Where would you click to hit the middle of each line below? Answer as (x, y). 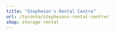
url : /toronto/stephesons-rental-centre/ (58, 17)
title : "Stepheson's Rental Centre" (51, 11)
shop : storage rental (33, 22)
